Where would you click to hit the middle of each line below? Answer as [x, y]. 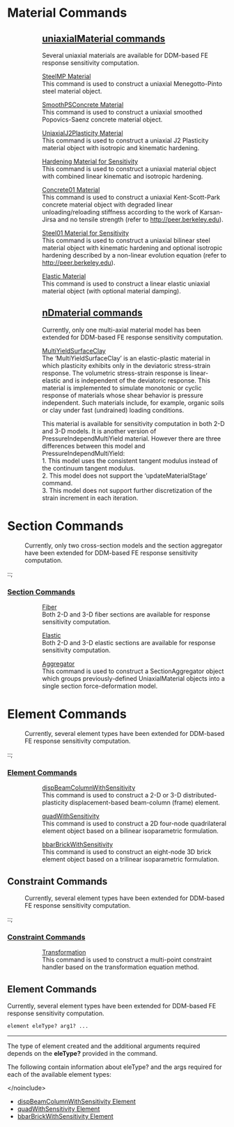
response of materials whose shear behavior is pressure [123, 395]
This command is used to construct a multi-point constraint [127, 960]
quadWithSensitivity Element [58, 1109]
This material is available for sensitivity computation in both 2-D [133, 423]
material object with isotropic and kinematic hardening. [121, 148]
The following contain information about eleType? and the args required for [115, 1067]
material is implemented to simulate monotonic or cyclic [122, 388]
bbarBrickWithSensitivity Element [65, 1117]
